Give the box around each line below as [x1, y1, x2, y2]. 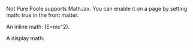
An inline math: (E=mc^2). [6, 23, 70, 30]
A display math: [6, 35, 45, 41]
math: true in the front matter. [6, 11, 79, 19]
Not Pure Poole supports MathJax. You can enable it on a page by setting [6, 5, 188, 12]
